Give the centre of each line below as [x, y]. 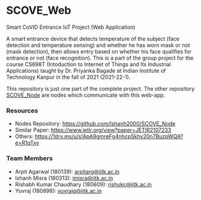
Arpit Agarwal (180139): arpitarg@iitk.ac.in [67, 171]
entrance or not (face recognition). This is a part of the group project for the [100, 58]
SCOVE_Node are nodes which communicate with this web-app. [86, 95]
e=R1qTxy [27, 143]
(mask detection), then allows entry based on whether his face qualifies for [99, 51]
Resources [22, 111]
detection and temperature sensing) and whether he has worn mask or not [98, 45]
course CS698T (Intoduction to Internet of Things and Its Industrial [88, 64]
